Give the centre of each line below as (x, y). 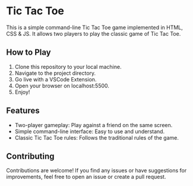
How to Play (29, 53)
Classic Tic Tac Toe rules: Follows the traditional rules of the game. (97, 137)
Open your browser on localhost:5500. (62, 86)
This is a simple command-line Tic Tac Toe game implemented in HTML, (94, 27)
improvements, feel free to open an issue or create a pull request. (86, 177)
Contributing (30, 156)
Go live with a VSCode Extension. (56, 79)
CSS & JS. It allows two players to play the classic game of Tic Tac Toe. (94, 33)
